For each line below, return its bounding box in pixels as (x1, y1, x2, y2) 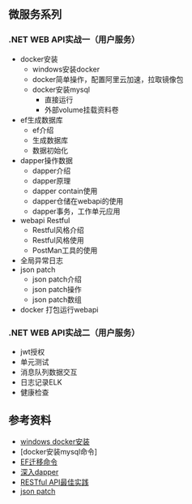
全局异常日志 (19, 255, 63, 265)
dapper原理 (32, 175, 71, 185)
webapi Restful (19, 215, 70, 225)
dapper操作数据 (19, 155, 73, 165)
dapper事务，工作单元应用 (32, 206, 121, 216)
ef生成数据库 (19, 114, 63, 124)
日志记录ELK (19, 377, 62, 387)
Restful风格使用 (32, 235, 85, 245)
